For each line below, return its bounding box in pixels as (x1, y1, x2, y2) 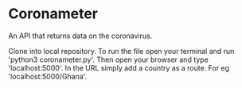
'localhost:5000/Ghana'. (8, 71, 88, 81)
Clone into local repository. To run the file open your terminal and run (8, 46, 235, 55)
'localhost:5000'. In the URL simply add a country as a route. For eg (8, 63, 229, 72)
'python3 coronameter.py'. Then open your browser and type (8, 55, 209, 64)
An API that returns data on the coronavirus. (8, 31, 153, 40)
